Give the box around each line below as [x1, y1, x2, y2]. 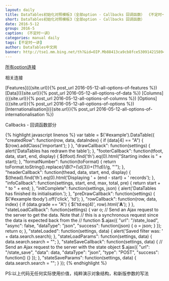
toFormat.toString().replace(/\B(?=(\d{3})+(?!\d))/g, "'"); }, [5, 164, 125, 170]
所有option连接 [5, 64, 36, 70]
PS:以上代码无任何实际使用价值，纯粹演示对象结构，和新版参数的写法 [5, 270, 149, 276]
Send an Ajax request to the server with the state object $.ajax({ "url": [5, 244, 150, 250]
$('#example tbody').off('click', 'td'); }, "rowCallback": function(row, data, [5, 196, 157, 202]
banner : [5, 49, 22, 54]
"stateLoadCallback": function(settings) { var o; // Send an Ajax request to [5, 207, 159, 213]
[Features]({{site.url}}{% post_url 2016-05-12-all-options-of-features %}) [5, 84, 157, 90]
